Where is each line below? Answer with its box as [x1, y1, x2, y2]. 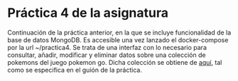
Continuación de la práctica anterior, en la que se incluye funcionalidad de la [7, 28, 232, 37]
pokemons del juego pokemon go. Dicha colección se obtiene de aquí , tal [7, 58, 222, 66]
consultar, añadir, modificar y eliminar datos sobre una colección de [7, 51, 206, 59]
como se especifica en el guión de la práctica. [7, 66, 142, 74]
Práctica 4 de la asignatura [7, 5, 169, 21]
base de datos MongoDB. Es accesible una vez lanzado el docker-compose [7, 35, 229, 44]
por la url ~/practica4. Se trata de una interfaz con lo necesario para [7, 43, 207, 51]
